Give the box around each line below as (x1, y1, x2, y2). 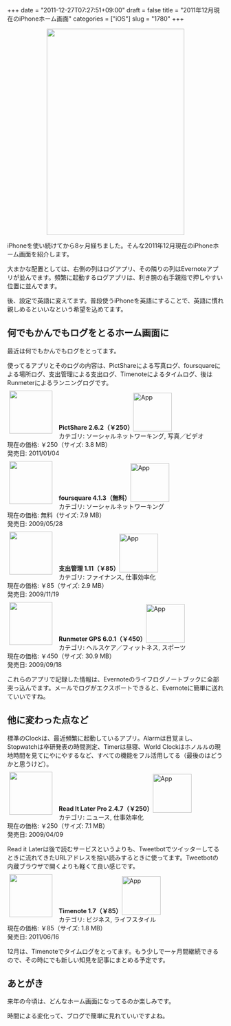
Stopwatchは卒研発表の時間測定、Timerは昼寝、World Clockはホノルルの (7, 742, 215, 751)
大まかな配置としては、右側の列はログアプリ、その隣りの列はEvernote (7, 265, 207, 273)
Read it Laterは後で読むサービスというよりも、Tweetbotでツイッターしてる (7, 844, 220, 853)
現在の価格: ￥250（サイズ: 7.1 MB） (7, 821, 109, 830)
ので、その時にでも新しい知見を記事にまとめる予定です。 (7, 955, 170, 964)
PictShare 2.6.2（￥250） (58, 423, 134, 431)
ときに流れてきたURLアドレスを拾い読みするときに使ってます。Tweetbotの (7, 853, 219, 862)
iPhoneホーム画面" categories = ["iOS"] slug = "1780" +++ (19, 14, 184, 23)
